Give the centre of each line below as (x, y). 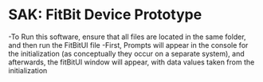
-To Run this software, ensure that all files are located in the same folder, (127, 37)
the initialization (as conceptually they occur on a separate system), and (126, 53)
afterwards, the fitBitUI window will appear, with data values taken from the (131, 62)
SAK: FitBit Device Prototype (105, 15)
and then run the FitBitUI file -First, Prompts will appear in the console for (128, 45)
